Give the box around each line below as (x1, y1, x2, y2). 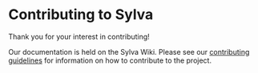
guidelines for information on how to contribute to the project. (8, 56, 212, 65)
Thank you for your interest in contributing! (8, 32, 150, 41)
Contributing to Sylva (8, 6, 154, 24)
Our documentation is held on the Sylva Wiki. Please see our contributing (8, 47, 250, 56)
